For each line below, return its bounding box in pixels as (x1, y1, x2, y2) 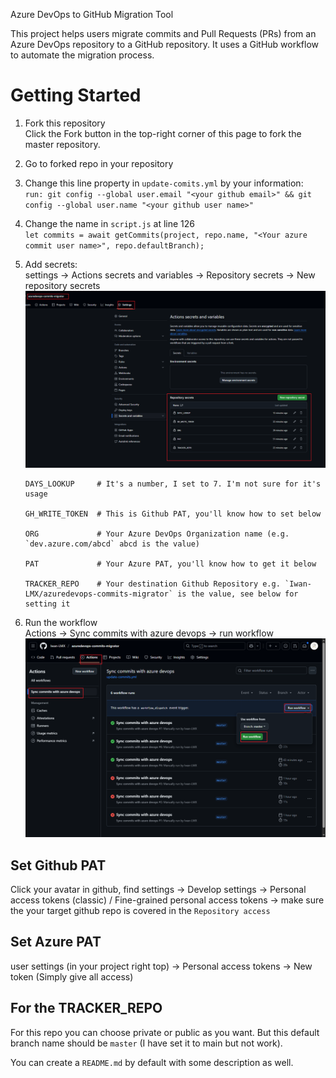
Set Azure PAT (10, 934, 102, 951)
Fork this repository (24, 117, 106, 129)
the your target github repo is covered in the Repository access (10, 904, 271, 916)
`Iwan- (284, 579, 312, 589)
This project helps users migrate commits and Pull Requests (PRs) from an (10, 28, 317, 39)
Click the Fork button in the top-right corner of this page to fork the (24, 127, 302, 139)
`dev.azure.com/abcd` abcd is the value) (24, 539, 200, 549)
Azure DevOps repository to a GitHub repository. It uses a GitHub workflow (10, 39, 320, 50)
